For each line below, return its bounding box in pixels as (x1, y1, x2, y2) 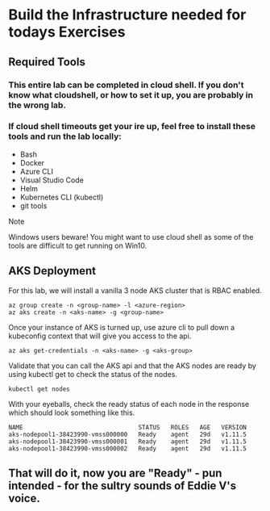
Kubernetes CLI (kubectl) (19, 192, 104, 202)
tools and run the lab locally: (8, 131, 123, 142)
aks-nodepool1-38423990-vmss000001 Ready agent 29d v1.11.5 (8, 438, 247, 446)
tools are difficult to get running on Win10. (8, 241, 147, 250)
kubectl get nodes (8, 385, 70, 393)
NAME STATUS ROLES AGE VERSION (8, 423, 247, 431)
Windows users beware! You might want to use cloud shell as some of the (8, 232, 254, 241)
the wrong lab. (8, 99, 67, 111)
